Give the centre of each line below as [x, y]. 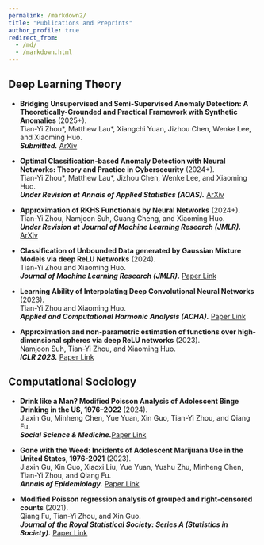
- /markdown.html [44, 52]
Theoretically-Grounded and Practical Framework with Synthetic [128, 112]
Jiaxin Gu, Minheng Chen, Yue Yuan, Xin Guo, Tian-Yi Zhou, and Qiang [135, 417]
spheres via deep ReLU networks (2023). [132, 340]
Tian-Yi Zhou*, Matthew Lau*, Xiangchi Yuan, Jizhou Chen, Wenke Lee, [136, 128]
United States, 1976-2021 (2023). [75, 458]
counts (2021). [44, 507]
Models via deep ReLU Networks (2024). [88, 259]
